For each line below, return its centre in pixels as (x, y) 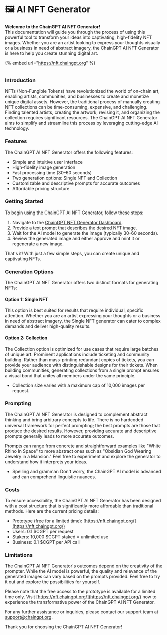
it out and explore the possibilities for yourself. (53, 582)
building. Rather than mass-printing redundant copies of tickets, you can (80, 360)
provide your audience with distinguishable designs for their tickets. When (82, 365)
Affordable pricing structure (41, 188)
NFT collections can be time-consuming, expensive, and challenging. (76, 107)
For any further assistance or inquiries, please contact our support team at (82, 612)
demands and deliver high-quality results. (48, 326)
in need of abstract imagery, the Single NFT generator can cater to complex (83, 321)
